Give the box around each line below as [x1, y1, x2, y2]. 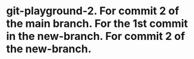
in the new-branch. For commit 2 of [6, 30, 186, 43]
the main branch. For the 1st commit [6, 17, 189, 30]
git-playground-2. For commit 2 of [6, 4, 180, 18]
